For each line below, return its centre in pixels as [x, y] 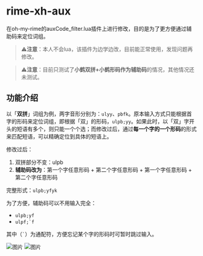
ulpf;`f [24, 222]
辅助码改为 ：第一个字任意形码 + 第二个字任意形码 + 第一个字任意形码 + [103, 169]
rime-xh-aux [39, 11]
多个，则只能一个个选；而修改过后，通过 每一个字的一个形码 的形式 [114, 129]
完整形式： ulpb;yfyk [32, 190]
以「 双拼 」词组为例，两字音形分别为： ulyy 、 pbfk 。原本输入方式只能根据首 [99, 114]
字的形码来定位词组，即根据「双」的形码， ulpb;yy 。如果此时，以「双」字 [98, 121]
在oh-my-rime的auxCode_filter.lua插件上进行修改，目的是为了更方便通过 [96, 28]
